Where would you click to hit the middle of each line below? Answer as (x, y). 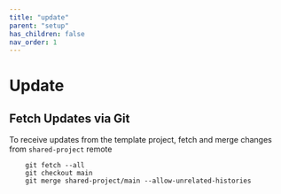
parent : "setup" (39, 26)
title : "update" (39, 17)
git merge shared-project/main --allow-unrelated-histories (138, 181)
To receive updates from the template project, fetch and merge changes (140, 140)
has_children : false (47, 34)
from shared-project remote (61, 149)
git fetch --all (55, 166)
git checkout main (59, 174)
